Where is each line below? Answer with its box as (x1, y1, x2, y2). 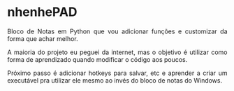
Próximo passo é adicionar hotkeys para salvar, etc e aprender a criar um (7, 69, 228, 77)
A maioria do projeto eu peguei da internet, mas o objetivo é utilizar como (7, 48, 228, 56)
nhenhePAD (7, 4, 78, 20)
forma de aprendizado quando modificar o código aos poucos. (7, 55, 188, 63)
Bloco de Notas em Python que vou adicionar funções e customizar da (7, 27, 228, 35)
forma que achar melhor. (7, 34, 78, 42)
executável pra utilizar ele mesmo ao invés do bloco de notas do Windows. (7, 76, 222, 84)
